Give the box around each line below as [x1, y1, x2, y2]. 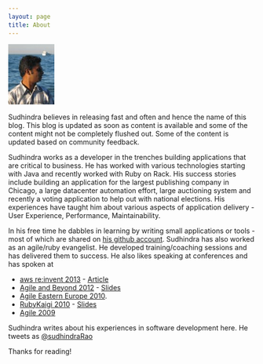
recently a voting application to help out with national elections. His [8, 194, 225, 203]
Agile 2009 [19, 308, 56, 317]
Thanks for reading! [8, 346, 72, 356]
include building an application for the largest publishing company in [8, 177, 229, 187]
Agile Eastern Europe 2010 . [19, 291, 108, 300]
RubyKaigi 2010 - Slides [19, 299, 97, 309]
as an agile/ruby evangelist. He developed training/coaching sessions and [8, 242, 247, 252]
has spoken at [8, 259, 54, 268]
